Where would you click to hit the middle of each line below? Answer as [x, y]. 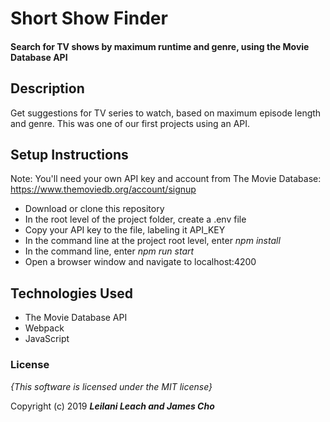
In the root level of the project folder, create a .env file [135, 219]
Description [47, 88]
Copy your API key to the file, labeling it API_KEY [125, 230]
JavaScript [47, 339]
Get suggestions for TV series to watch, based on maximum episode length [166, 113]
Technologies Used [71, 293]
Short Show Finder [89, 18]
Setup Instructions [69, 154]
